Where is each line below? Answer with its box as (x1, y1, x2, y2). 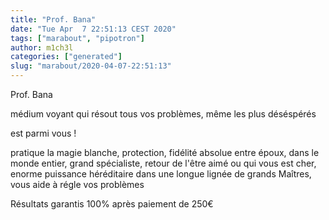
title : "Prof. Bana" (10, 14, 97, 25)
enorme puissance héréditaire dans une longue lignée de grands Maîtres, (10, 168, 312, 180)
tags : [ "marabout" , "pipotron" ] (10, 33, 145, 43)
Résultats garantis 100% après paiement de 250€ (10, 198, 214, 210)
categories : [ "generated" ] (10, 52, 123, 62)
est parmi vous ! (10, 127, 77, 139)
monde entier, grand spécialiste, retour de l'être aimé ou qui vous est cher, (10, 157, 317, 169)
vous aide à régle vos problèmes (10, 179, 145, 190)
